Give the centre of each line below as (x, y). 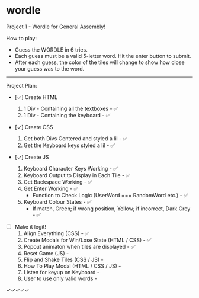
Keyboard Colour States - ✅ (57, 201)
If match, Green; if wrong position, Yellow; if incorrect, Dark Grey (111, 209)
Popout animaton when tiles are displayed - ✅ (79, 247)
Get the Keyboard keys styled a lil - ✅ (69, 145)
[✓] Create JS (32, 157)
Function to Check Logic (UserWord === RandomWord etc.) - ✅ (110, 195)
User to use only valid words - (60, 278)
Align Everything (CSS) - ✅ (57, 233)
